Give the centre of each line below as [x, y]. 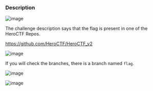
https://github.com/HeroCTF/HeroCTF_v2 [49, 44]
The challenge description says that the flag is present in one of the [76, 28]
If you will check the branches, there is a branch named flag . [70, 64]
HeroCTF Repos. [23, 34]
